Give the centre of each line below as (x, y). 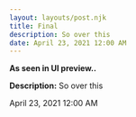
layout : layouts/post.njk (58, 18)
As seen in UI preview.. (53, 68)
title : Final (34, 26)
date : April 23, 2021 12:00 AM (68, 43)
